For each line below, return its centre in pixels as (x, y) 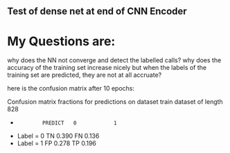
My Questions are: (61, 41)
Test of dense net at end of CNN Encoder (97, 11)
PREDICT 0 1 (80, 123)
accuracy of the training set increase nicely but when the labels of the (107, 68)
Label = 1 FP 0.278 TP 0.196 (57, 143)
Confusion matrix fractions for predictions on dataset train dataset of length (115, 102)
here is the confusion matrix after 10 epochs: (71, 89)
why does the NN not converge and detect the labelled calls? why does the (114, 60)
